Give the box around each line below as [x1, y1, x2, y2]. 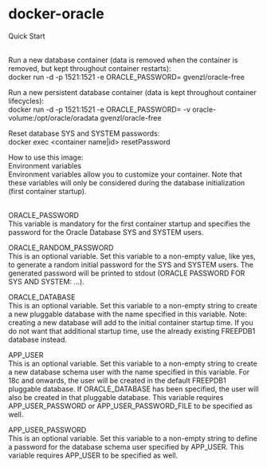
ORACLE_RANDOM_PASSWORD [8, 243, 114, 252]
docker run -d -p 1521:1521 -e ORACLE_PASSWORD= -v [8, 105, 191, 114]
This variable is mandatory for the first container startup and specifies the [8, 219, 251, 228]
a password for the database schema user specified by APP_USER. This [8, 442, 245, 451]
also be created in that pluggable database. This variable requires [8, 392, 224, 402]
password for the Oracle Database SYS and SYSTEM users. [8, 227, 204, 236]
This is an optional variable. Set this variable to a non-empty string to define [8, 433, 257, 443]
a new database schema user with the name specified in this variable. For [8, 367, 250, 376]
